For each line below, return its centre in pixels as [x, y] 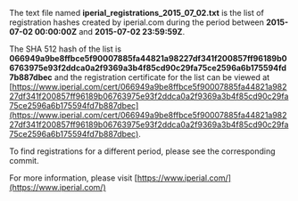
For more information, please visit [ [74, 178]
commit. [24, 161]
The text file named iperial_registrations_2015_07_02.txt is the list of [137, 13]
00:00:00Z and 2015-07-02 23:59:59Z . [110, 32]
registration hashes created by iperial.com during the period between [137, 22]
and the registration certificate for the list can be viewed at [162, 77]
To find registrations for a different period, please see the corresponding [142, 151]
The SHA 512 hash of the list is [66, 49]
